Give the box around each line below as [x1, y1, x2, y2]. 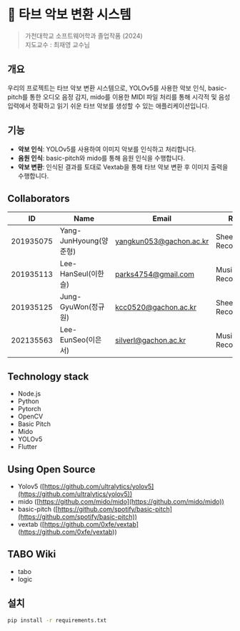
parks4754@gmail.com [115, 269, 195, 279]
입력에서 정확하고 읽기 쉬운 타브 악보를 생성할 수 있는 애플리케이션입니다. [7, 101, 209, 110]
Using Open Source [7, 463, 96, 475]
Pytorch [17, 405, 41, 413]
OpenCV [17, 412, 44, 421]
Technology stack [7, 370, 89, 383]
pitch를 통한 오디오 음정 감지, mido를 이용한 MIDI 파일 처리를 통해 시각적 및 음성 [7, 92, 231, 101]
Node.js [17, 390, 41, 398]
